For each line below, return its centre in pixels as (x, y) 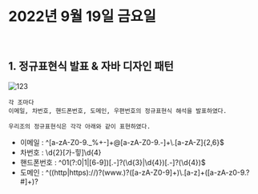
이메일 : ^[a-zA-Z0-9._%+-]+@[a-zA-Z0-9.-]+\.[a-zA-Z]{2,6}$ (122, 142)
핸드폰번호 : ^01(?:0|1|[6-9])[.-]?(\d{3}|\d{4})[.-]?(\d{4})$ (113, 162)
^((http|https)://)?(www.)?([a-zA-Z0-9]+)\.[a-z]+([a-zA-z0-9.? (147, 172)
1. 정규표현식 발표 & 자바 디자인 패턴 (91, 66)
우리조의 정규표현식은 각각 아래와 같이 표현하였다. (79, 126)
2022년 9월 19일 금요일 (82, 16)
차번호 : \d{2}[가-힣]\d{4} (60, 152)
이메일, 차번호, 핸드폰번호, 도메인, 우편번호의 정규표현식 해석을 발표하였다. (117, 111)
